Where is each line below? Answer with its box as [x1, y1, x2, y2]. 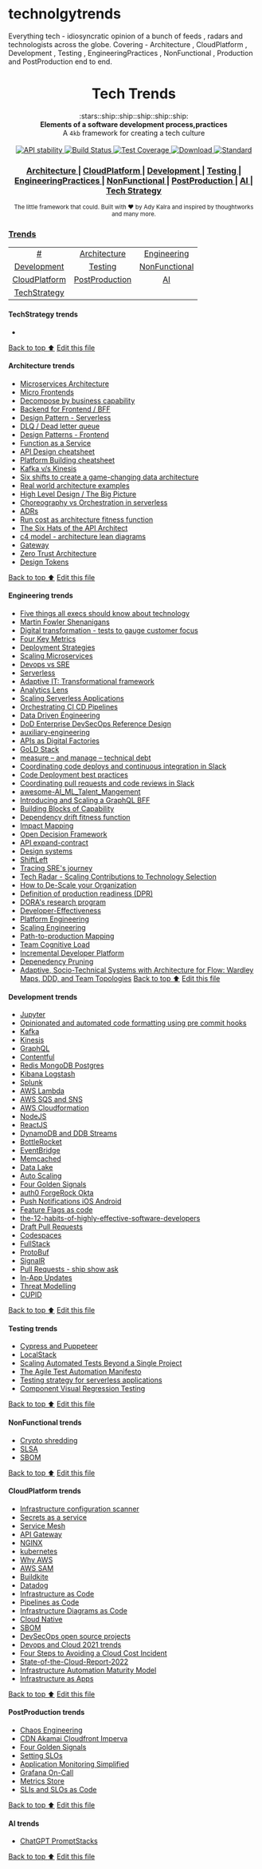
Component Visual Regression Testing [19, 1384, 146, 1394]
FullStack [19, 1239, 50, 1249]
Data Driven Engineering [19, 710, 100, 720]
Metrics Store [19, 1776, 65, 1786]
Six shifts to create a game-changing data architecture [19, 472, 199, 482]
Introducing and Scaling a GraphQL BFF [19, 796, 151, 805]
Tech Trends [91, 85, 177, 103]
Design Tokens [19, 557, 69, 567]
